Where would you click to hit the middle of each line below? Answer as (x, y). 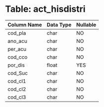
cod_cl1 (17, 81)
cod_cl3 (17, 97)
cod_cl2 (17, 89)
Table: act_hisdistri (45, 9)
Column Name (25, 25)
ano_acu (17, 41)
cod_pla (17, 33)
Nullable (86, 25)
